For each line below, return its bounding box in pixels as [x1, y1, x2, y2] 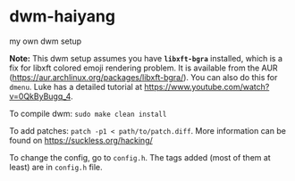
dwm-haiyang [9, 6, 116, 27]
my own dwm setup [9, 36, 82, 46]
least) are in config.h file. [9, 161, 103, 172]
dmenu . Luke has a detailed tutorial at [9, 81, 143, 92]
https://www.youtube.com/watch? [144, 81, 270, 92]
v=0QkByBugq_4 [9, 91, 72, 102]
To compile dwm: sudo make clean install [9, 108, 167, 119]
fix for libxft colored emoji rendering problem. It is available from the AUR [9, 62, 279, 73]
